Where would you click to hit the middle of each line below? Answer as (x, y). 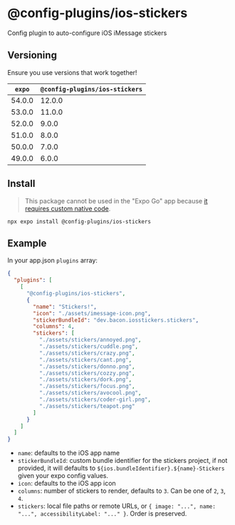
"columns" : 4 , (54, 327)
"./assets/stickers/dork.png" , (85, 379)
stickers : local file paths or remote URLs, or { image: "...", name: (116, 506)
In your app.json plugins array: (53, 260)
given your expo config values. (63, 476)
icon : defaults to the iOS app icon (67, 484)
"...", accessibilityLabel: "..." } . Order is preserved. (102, 514)
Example (27, 243)
